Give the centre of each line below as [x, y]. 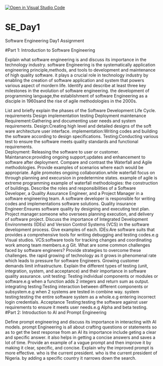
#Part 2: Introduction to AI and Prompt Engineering [56, 312]
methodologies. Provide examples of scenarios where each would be [74, 167]
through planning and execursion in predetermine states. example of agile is [81, 177]
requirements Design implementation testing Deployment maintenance [76, 116]
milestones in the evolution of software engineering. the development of [77, 91]
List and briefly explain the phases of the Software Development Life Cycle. [81, 110]
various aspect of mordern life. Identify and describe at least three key [76, 85]
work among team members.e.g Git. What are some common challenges [78, 245]
